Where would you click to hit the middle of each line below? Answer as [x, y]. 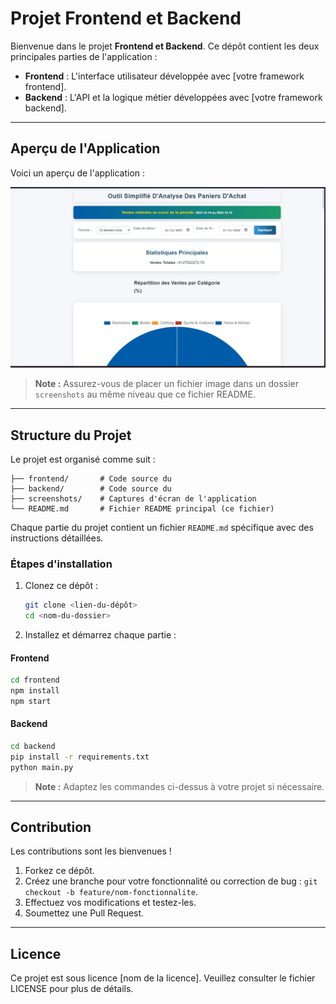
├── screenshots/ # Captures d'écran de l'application [133, 498]
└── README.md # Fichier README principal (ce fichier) [142, 508]
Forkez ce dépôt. [59, 871]
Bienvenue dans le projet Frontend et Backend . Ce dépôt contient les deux [165, 46]
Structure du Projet [71, 435]
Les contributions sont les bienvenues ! [91, 851]
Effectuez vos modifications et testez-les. [110, 903]
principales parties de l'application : [84, 56]
